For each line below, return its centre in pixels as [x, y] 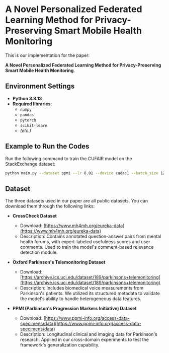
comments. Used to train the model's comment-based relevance [87, 247]
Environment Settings [40, 86]
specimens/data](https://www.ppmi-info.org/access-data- [81, 324]
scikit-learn [34, 125]
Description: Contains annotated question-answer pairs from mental [91, 236]
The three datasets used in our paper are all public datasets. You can [77, 201]
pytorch [28, 120]
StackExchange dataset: [30, 164]
